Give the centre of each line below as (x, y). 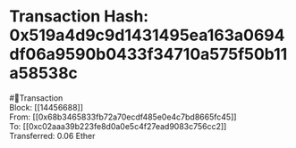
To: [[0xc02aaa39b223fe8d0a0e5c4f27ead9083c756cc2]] (118, 126)
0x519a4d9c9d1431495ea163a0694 (147, 35)
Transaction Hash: (79, 16)
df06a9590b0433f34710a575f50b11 (148, 54)
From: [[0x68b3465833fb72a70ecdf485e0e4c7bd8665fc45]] (123, 117)
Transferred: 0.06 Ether (52, 136)
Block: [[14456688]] (46, 107)
